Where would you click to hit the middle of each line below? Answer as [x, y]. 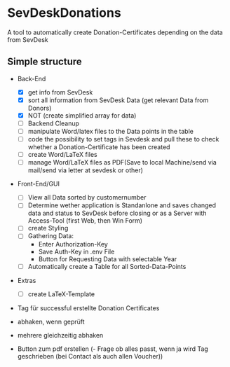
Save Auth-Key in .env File [76, 251]
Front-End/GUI [39, 184]
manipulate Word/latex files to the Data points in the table [111, 131]
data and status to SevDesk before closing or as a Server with [117, 213]
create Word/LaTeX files [62, 155]
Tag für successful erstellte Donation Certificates [88, 308]
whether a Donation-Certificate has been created [99, 147]
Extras [27, 280]
